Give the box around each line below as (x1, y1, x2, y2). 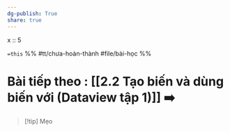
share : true (7, 17, 42, 24)
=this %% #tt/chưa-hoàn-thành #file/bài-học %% (7, 49, 152, 58)
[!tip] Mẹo (24, 117, 53, 126)
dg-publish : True (7, 10, 58, 17)
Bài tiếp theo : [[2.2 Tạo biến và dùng (7, 74, 224, 89)
